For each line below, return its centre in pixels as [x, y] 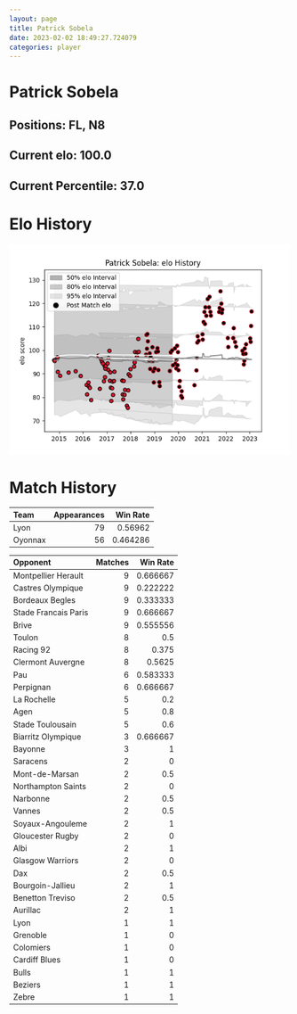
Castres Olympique [48, 588]
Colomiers [32, 948]
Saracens [30, 762]
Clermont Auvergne [49, 662]
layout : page [33, 19]
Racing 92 [32, 650]
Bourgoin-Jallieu [44, 885]
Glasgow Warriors [46, 861]
